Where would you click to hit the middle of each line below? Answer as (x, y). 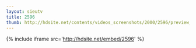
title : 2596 (20, 17)
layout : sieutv (24, 11)
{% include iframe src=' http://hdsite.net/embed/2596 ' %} (75, 39)
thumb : (14, 22)
